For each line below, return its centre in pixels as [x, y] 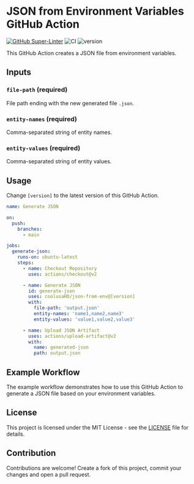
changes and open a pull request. [49, 474]
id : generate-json [52, 291]
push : [19, 223]
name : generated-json [61, 348]
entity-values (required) [43, 148]
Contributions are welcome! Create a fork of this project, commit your [94, 468]
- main [31, 235]
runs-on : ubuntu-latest [48, 257]
